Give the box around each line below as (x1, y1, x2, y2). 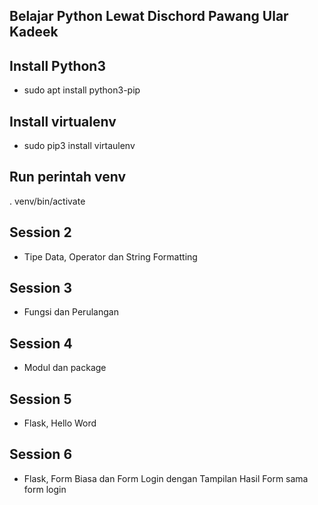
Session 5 (9, 390, 72, 408)
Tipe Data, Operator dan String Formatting (23, 250, 198, 263)
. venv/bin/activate (9, 195, 86, 207)
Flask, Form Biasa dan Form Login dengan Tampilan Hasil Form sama (23, 472, 309, 484)
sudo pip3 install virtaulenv (23, 140, 136, 152)
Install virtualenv (9, 113, 117, 130)
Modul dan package (23, 362, 107, 374)
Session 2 (9, 224, 72, 241)
